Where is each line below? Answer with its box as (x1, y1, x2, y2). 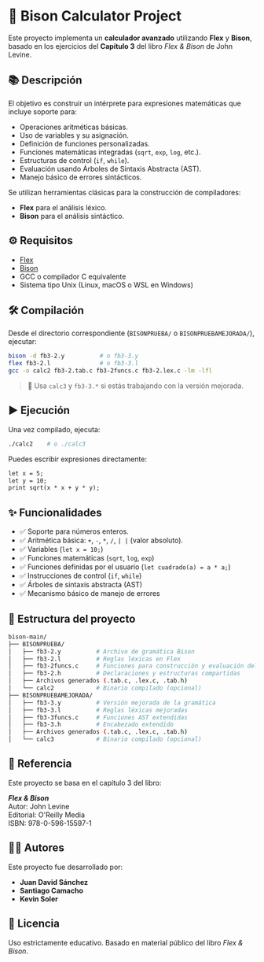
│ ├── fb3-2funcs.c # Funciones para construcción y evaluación (8, 662, 244, 670)
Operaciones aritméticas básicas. (19, 122, 128, 131)
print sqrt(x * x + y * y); (8, 484, 101, 492)
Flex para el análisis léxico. (19, 202, 108, 212)
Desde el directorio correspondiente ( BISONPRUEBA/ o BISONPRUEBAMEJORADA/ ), (8, 328, 255, 338)
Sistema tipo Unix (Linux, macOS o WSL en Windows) (19, 279, 194, 290)
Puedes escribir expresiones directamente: (8, 454, 148, 464)
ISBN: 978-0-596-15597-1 (8, 818, 92, 827)
